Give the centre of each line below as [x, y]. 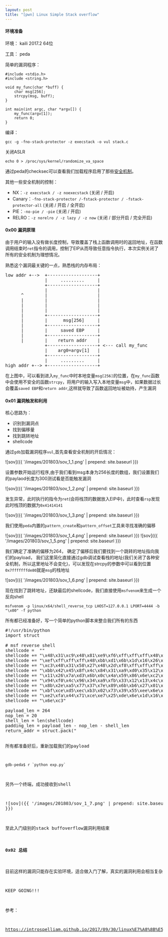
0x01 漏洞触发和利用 [26, 401]
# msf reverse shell [30, 646]
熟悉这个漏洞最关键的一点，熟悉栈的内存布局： [53, 265]
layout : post [19, 10]
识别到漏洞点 [25, 423]
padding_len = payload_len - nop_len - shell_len [67, 726]
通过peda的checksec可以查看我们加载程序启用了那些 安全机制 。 [71, 171]
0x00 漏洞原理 [20, 230]
